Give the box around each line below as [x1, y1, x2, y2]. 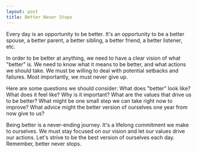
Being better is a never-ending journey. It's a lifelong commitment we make [6, 121, 189, 128]
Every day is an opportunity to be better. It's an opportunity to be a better [6, 30, 185, 37]
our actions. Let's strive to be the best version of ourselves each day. [6, 134, 175, 141]
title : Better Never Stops [6, 14, 73, 20]
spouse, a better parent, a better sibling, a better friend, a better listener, [6, 37, 183, 44]
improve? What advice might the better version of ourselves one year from [6, 103, 188, 110]
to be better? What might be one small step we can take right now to [6, 97, 173, 104]
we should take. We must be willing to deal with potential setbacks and [6, 67, 179, 74]
